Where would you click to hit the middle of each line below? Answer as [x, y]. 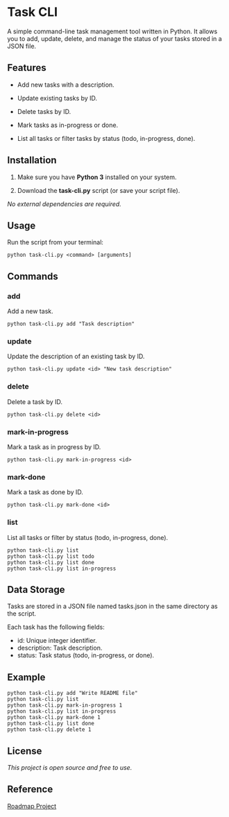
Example [26, 677]
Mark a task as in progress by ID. [54, 447]
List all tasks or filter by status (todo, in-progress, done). [88, 537]
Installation [32, 160]
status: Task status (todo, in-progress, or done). [86, 655]
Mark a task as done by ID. [45, 492]
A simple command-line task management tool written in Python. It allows [112, 31]
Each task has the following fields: [56, 627]
